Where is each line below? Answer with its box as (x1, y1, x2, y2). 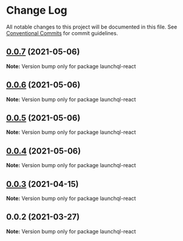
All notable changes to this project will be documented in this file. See (6, 23, 178, 30)
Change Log (6, 4, 67, 17)
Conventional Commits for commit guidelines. (6, 29, 118, 36)
